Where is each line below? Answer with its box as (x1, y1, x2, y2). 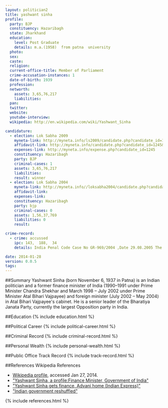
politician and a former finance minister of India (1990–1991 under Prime (5, 282, 153, 289)
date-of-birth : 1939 (9, 77, 52, 82)
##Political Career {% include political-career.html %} (5, 324, 116, 330)
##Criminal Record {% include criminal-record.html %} (5, 333, 118, 339)
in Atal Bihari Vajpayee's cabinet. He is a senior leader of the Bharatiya (5, 298, 150, 304)
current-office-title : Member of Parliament (9, 68, 104, 73)
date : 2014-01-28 (5, 254, 41, 259)
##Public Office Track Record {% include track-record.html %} (5, 353, 134, 359)
